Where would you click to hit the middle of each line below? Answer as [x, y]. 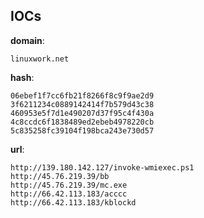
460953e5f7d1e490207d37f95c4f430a [82, 113]
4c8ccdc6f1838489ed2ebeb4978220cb [82, 122]
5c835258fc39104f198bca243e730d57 [82, 130]
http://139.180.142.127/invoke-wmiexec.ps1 [102, 167]
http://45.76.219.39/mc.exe [69, 185]
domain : [27, 40]
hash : [22, 77]
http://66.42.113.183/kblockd [73, 202]
